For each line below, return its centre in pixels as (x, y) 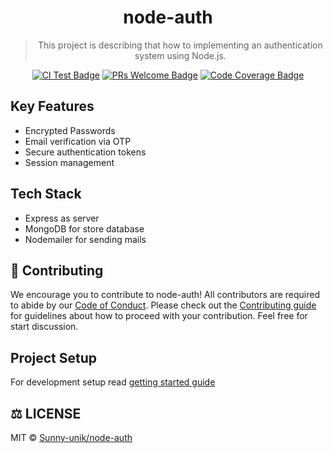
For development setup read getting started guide (113, 382)
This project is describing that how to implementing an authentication (180, 45)
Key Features (52, 106)
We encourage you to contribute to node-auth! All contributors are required (165, 295)
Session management (69, 162)
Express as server (62, 218)
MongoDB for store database (84, 228)
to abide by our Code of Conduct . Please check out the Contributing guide (163, 305)
